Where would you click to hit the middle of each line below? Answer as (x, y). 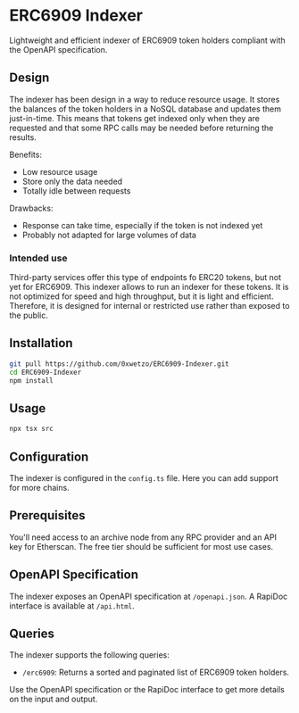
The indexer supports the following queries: (89, 655)
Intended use (38, 258)
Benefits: (26, 154)
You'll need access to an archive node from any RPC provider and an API (143, 537)
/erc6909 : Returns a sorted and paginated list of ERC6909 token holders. (156, 672)
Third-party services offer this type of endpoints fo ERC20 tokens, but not (145, 278)
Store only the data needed (72, 181)
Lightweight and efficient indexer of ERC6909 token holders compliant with (147, 40)
